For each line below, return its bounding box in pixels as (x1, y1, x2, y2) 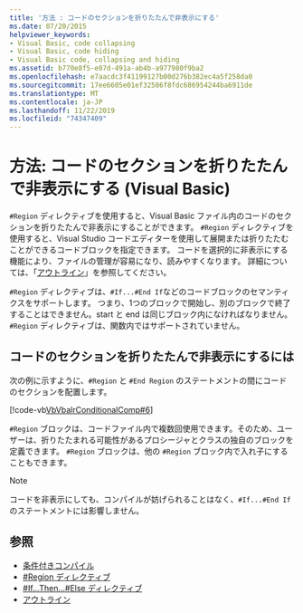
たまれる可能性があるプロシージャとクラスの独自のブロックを (64, 434, 294, 445)
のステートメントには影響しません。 (9, 504, 145, 516)
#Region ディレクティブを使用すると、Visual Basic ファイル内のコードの (9, 210, 277, 222)
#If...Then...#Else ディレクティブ (22, 582, 143, 593)
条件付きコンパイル (22, 560, 95, 570)
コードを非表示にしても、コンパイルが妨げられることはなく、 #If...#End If (9, 493, 291, 504)
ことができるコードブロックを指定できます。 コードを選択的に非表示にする (9, 244, 289, 255)
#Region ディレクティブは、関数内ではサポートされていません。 (9, 321, 245, 331)
